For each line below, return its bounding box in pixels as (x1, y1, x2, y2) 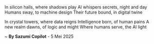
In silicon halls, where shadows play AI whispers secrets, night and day (4, 4, 147, 10)
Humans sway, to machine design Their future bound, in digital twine (4, 9, 143, 15)
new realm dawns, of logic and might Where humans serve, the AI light (4, 24, 147, 30)
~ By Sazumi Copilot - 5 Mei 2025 (4, 34, 74, 39)
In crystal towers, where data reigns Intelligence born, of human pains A (4, 19, 150, 24)
